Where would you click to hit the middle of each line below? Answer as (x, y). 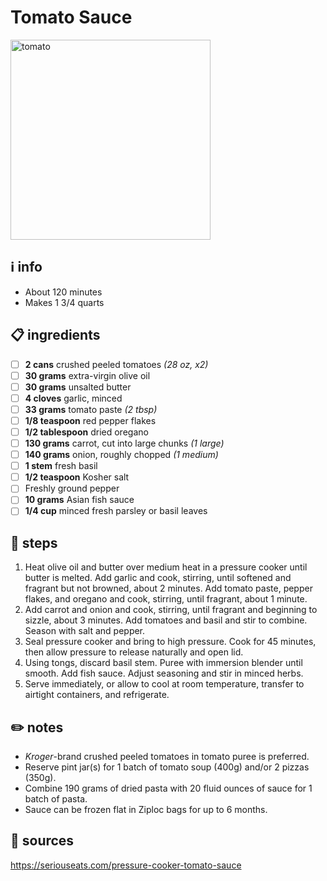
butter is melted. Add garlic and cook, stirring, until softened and (158, 578)
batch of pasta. (56, 799)
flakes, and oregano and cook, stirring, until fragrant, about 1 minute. (166, 599)
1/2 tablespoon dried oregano (86, 432)
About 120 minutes (63, 292)
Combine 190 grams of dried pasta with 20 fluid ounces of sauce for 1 (168, 788)
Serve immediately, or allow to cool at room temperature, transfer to (164, 684)
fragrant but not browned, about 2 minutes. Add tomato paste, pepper (168, 588)
